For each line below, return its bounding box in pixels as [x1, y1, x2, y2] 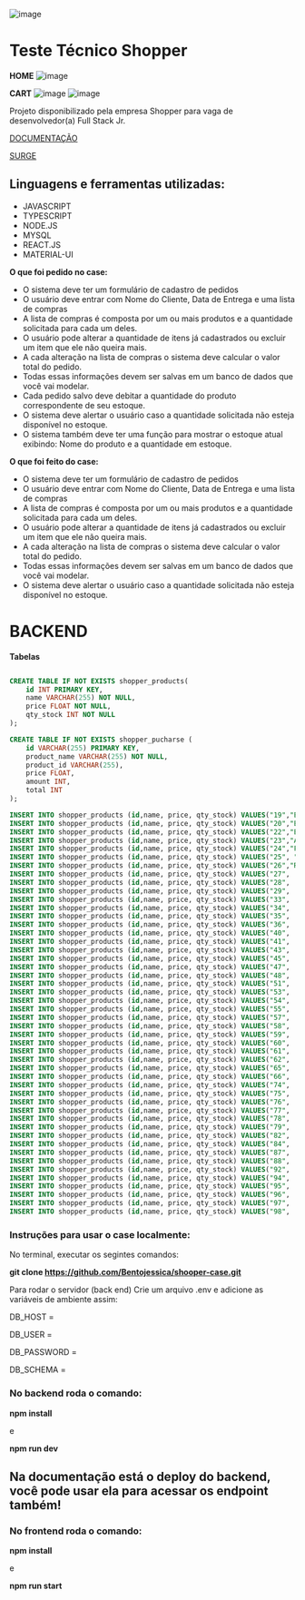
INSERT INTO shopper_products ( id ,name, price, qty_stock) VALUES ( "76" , [9, 1097, 290, 1106]
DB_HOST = [9, 1311, 54, 1322]
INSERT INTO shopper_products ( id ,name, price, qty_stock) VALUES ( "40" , [9, 928, 290, 938]
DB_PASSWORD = [9, 1347, 77, 1358]
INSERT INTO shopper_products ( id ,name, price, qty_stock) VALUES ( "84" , [9, 1140, 290, 1149]
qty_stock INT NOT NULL [25, 711, 116, 720]
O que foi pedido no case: [9, 266, 108, 277]
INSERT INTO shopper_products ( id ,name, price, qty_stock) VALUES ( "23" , [9, 836, 290, 845]
